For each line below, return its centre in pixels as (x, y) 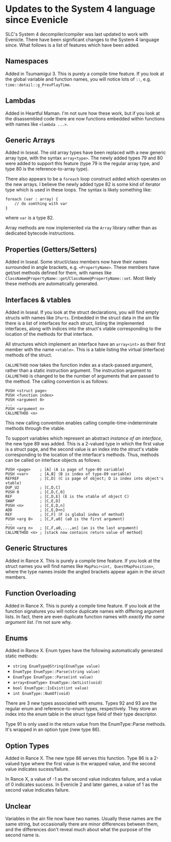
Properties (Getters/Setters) (51, 249)
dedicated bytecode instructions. (40, 233)
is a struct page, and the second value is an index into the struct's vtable (82, 449)
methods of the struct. (29, 355)
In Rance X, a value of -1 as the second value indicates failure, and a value (84, 779)
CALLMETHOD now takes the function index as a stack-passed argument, (79, 365)
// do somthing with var (41, 204)
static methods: (22, 656)
